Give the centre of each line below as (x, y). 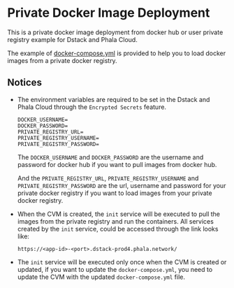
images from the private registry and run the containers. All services (116, 221)
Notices (24, 83)
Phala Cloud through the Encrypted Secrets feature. (92, 107)
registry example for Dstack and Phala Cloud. (72, 39)
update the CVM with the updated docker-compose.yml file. (101, 277)
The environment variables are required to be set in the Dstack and (114, 99)
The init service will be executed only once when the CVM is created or (122, 262)
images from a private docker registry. (62, 60)
